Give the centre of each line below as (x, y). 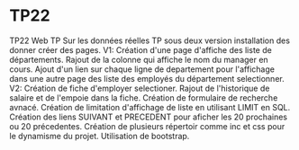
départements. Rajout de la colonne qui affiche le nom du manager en (139, 59)
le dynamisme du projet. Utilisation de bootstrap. (100, 136)
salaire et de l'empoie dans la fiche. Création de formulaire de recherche (144, 97)
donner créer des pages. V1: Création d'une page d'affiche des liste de (140, 49)
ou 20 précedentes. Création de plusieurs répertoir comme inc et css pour (147, 126)
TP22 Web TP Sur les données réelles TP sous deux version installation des (150, 40)
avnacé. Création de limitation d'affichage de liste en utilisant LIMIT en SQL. (150, 107)
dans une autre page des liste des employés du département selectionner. (147, 78)
